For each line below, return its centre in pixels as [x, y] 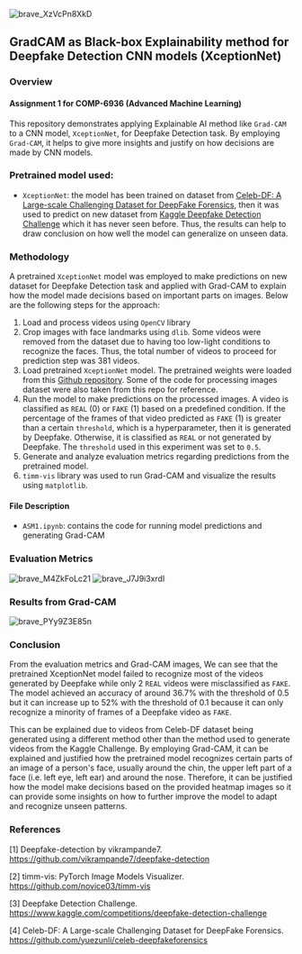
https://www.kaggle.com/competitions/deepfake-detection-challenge [138, 913]
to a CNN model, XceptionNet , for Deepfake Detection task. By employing [145, 133]
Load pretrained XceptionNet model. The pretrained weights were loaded [157, 370]
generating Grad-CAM [63, 535]
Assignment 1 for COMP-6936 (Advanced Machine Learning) [126, 103]
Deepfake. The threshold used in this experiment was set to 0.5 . [142, 447]
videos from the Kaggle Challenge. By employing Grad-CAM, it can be [139, 749]
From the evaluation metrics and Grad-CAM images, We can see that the [144, 664]
